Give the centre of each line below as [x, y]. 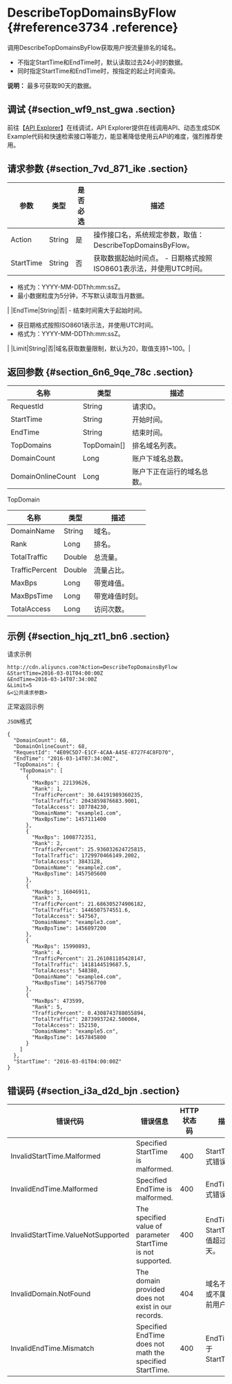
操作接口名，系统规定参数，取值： [148, 235]
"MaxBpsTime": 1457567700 [69, 983]
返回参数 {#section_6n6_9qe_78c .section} [100, 372]
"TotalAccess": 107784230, [71, 807]
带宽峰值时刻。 [118, 596]
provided [151, 1289]
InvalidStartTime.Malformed [56, 1156]
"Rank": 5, [48, 1007]
